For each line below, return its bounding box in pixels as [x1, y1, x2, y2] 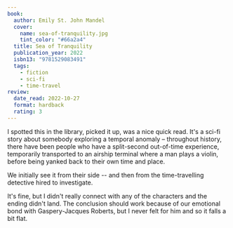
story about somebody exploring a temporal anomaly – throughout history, [7, 135, 222, 143]
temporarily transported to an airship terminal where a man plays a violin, [7, 149, 219, 158]
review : [7, 88, 30, 95]
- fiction [20, 69, 49, 76]
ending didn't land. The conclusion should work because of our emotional [7, 199, 221, 208]
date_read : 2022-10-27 [13, 95, 80, 102]
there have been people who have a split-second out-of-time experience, [7, 142, 220, 151]
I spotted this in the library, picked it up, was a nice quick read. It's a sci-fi [7, 127, 221, 135]
